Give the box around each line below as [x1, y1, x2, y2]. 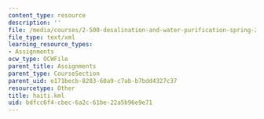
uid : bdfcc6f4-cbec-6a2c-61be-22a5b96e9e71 [8, 99, 153, 106]
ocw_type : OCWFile [8, 56, 68, 63]
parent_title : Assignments [8, 63, 97, 70]
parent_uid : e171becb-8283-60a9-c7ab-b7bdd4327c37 [8, 77, 178, 85]
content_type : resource [8, 11, 86, 20]
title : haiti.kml [8, 92, 65, 99]
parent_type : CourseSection [8, 70, 101, 78]
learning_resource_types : [8, 41, 93, 49]
